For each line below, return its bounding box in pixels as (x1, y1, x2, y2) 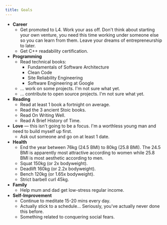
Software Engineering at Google (27, 80, 94, 86)
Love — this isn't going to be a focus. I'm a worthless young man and (12, 123, 156, 129)
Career (12, 21, 28, 27)
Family (12, 182, 27, 188)
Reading (12, 96, 31, 102)
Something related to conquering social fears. (20, 213, 115, 219)
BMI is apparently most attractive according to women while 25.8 (20, 149, 155, 156)
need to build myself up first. (12, 128, 72, 134)
